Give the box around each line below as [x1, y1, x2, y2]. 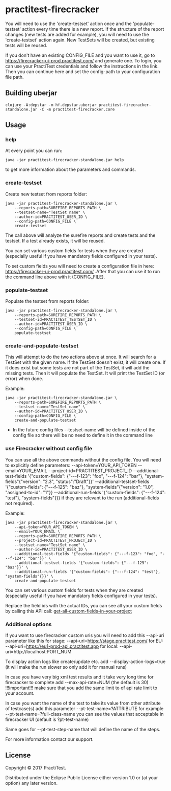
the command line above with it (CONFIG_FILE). [5, 274, 105, 280]
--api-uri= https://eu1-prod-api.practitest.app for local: [5, 643, 119, 649]
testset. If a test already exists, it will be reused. [5, 237, 105, 244]
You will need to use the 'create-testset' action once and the [5, 20, 132, 27]
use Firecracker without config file [5, 445, 93, 452]
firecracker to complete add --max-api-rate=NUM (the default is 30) [5, 679, 149, 685]
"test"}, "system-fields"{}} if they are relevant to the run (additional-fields [5, 495, 159, 501]
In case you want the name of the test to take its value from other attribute [5, 700, 161, 706]
